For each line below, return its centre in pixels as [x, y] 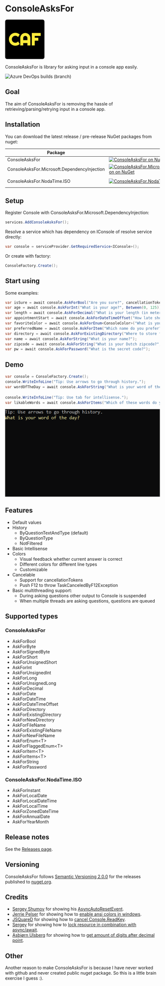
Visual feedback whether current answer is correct [71, 559]
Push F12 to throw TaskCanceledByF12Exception [69, 585]
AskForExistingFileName [37, 730]
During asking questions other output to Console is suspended [83, 595]
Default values [27, 522]
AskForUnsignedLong [34, 683]
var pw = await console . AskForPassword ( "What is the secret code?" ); [78, 349]
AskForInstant [26, 790]
